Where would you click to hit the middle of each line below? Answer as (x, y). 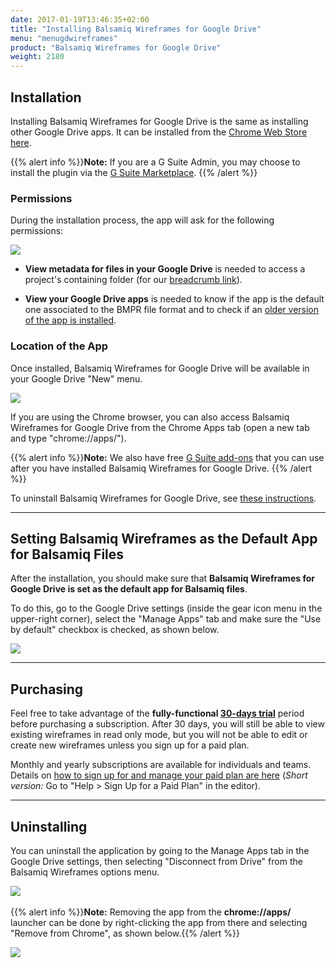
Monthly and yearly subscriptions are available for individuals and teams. (161, 765)
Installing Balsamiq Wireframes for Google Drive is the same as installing (159, 121)
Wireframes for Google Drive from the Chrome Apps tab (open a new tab (160, 427)
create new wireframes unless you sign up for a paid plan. (130, 745)
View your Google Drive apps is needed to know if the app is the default (174, 299)
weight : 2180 (37, 57)
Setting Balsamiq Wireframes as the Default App (164, 538)
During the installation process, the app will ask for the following (142, 220)
